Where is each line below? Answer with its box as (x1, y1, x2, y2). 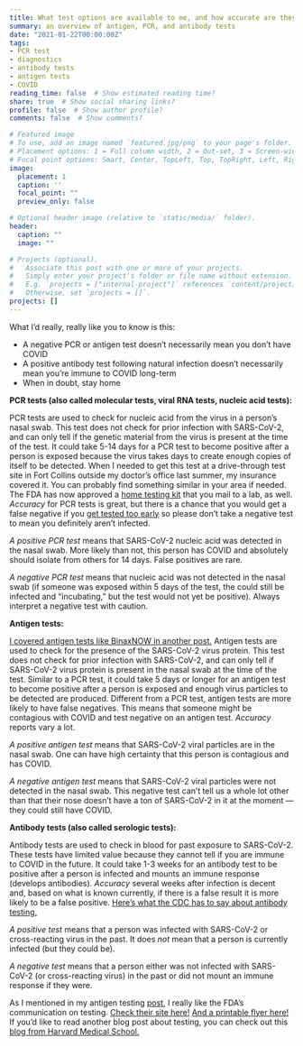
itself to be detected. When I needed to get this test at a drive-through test (9, 460, 286, 471)
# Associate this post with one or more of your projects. (9, 263, 244, 272)
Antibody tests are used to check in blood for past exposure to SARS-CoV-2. (9, 840, 294, 850)
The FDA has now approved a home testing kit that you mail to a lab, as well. (9, 489, 293, 500)
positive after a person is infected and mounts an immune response (9, 867, 260, 879)
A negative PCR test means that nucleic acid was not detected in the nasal (9, 572, 286, 583)
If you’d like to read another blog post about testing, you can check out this (9, 1016, 289, 1027)
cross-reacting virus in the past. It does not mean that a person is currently (9, 933, 289, 944)
